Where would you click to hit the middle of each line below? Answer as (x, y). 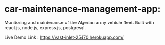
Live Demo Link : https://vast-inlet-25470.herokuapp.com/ (64, 37)
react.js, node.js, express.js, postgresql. (45, 27)
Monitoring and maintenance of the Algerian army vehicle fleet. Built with (80, 22)
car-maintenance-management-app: (82, 9)
